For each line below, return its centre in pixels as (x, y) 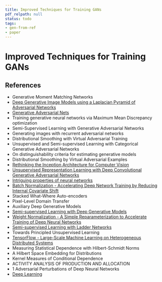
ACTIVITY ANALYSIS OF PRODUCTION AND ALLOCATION (71, 264)
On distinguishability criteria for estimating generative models (74, 154)
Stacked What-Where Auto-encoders (50, 196)
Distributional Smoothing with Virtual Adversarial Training (70, 139)
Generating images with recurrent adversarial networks (68, 133)
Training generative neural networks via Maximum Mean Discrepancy (82, 118)
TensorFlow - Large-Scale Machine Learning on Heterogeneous (77, 238)
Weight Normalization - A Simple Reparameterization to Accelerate (79, 217)
